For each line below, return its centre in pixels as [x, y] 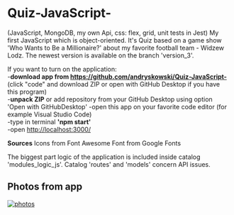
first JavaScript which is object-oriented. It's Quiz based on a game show [115, 40]
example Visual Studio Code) [50, 114]
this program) [27, 92]
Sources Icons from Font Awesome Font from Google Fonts [94, 143]
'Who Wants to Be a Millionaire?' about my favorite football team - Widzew [116, 48]
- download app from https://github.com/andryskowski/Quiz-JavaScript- [117, 77]
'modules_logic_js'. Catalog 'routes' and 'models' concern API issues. [109, 164]
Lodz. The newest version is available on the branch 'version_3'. [101, 55]
